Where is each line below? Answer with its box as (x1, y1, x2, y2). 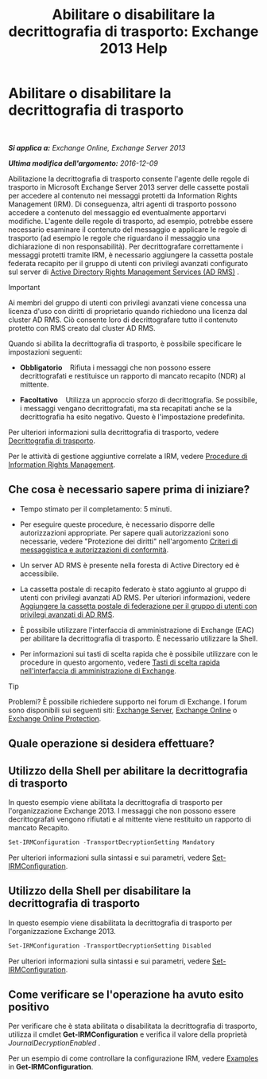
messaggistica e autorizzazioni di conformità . (19, 544, 169, 555)
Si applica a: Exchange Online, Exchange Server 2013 (8, 143, 186, 152)
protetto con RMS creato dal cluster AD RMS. (8, 323, 157, 332)
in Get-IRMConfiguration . (8, 1062, 94, 1072)
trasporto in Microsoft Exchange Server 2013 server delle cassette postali (8, 182, 249, 192)
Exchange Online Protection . (8, 713, 102, 723)
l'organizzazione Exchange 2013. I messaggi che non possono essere (8, 806, 236, 815)
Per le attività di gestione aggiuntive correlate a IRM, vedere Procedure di (8, 451, 248, 461)
